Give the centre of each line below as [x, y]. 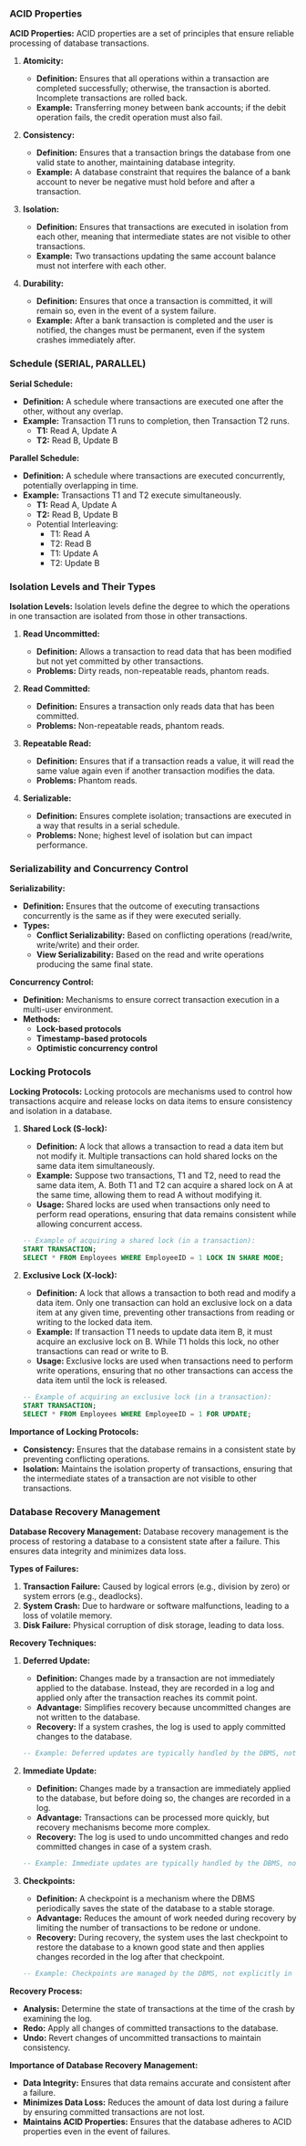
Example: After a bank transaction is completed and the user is [154, 321]
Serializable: [47, 798]
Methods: [41, 1019]
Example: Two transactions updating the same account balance [156, 256]
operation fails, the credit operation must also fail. [129, 118]
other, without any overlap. [73, 411]
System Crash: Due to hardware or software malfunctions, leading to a [156, 1606]
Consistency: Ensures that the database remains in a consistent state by [159, 1449]
